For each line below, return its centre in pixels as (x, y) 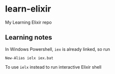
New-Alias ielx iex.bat (29, 58)
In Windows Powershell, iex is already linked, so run (57, 49)
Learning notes (29, 37)
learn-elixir (28, 9)
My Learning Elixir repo (29, 22)
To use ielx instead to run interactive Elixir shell (53, 67)
